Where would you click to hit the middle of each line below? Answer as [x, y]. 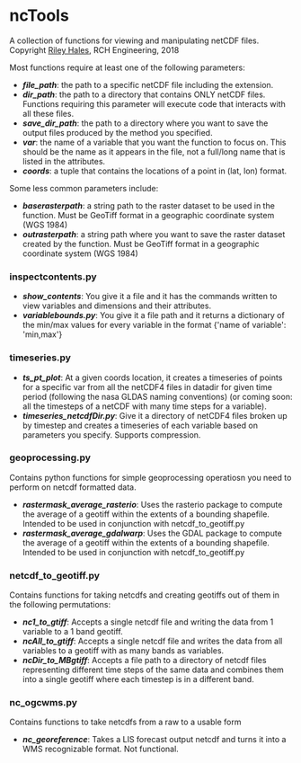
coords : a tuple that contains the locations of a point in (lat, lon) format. [155, 171]
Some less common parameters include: [84, 188]
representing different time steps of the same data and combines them [153, 670]
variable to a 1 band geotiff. [72, 632]
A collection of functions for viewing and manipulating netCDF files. [134, 40]
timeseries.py [40, 358]
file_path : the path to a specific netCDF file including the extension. [148, 84]
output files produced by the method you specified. [117, 132]
